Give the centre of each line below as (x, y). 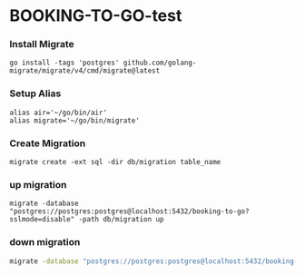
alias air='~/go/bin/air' (58, 113)
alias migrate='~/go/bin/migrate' (75, 120)
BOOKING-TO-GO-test (96, 16)
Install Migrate (42, 44)
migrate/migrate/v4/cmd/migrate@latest (85, 71)
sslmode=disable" (42, 220)
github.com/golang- (160, 63)
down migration (45, 242)
